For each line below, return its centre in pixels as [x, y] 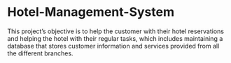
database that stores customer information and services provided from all [113, 46]
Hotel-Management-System [91, 12]
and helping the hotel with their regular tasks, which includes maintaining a [115, 38]
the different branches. [40, 53]
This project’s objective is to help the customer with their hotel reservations [115, 31]
